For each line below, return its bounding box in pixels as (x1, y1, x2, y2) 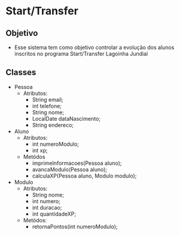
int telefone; (32, 102, 62, 109)
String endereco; (32, 121, 74, 128)
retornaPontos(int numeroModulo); (32, 223, 118, 230)
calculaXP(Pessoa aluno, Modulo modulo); (32, 172, 137, 179)
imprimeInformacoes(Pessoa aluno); (32, 160, 122, 167)
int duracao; (32, 204, 62, 211)
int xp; (32, 146, 48, 154)
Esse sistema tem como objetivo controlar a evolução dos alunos (14, 44, 175, 51)
